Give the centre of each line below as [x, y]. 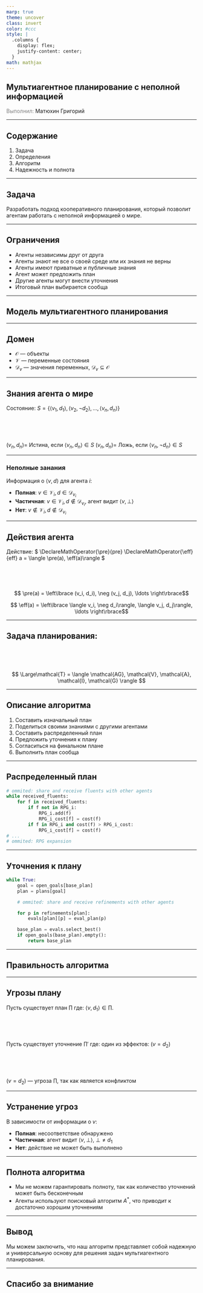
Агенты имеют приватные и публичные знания [76, 268]
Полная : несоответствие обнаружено [64, 1133]
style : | [17, 35]
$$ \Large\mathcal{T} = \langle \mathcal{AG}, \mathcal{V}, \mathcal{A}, [101, 674]
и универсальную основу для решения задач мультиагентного [88, 1253]
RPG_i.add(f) [55, 813]
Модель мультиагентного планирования [87, 312]
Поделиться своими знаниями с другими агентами [81, 726]
